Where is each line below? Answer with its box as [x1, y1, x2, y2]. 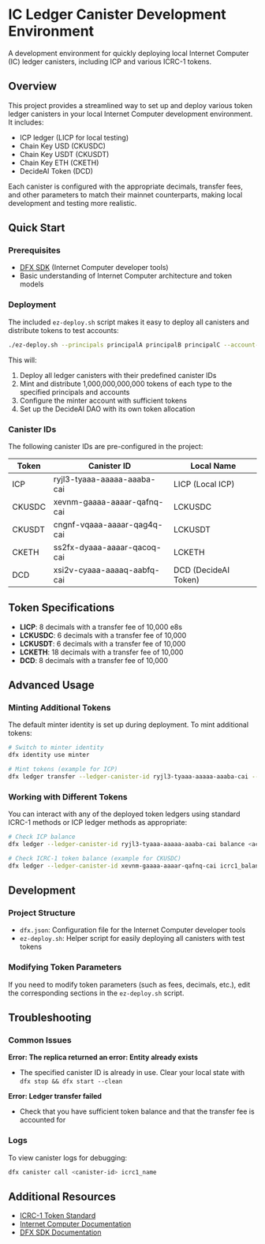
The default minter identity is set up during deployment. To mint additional [8, 720, 249, 729]
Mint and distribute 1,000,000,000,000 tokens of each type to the [19, 379, 233, 388]
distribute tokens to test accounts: [8, 325, 120, 335]
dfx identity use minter [8, 751, 90, 759]
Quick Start [8, 221, 65, 234]
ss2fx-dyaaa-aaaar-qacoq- [53, 541, 162, 553]
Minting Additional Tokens [8, 703, 111, 714]
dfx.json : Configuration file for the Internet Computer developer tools [19, 925, 246, 935]
